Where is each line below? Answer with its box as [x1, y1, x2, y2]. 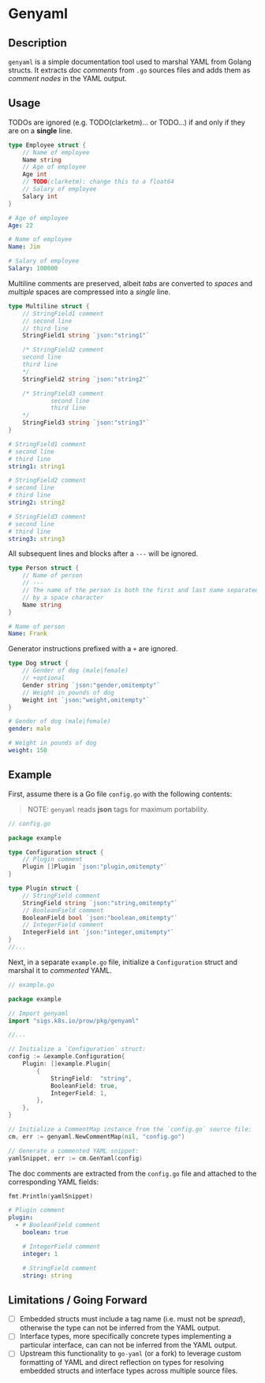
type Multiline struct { [8, 302, 90, 310]
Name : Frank [8, 630, 47, 638]
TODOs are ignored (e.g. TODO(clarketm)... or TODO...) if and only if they [8, 117, 246, 127]
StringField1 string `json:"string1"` [22, 332, 150, 340]
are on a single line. [8, 125, 73, 135]
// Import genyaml [8, 1009, 69, 1017]
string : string [22, 1271, 73, 1280]
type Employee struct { [8, 141, 87, 149]
